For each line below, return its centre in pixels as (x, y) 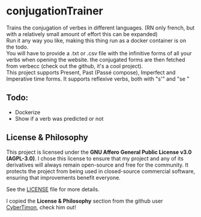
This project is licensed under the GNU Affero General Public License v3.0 (99, 152)
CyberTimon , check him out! (41, 207)
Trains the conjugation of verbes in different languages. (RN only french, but (100, 28)
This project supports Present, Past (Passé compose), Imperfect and (91, 72)
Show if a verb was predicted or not (59, 118)
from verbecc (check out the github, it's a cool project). (75, 66)
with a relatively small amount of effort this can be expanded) (82, 34)
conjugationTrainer (55, 11)
